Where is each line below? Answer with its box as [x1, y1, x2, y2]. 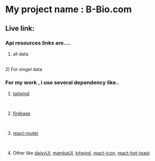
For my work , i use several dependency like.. [5, 79, 120, 86]
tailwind [12, 90, 30, 97]
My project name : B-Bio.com [5, 4, 132, 15]
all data [12, 51, 29, 57]
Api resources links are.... [5, 39, 71, 47]
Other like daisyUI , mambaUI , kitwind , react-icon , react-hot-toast [12, 150, 150, 156]
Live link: [5, 24, 35, 33]
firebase [12, 110, 31, 117]
